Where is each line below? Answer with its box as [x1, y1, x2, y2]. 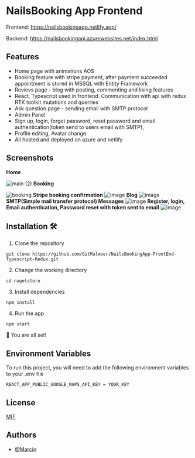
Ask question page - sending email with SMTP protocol [14, 104, 148, 112]
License [6, 398, 36, 408]
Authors [6, 430, 37, 440]
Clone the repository [14, 240, 64, 247]
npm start [6, 321, 30, 327]
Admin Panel [14, 111, 46, 118]
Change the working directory [14, 267, 87, 274]
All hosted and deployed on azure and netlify [14, 136, 123, 143]
